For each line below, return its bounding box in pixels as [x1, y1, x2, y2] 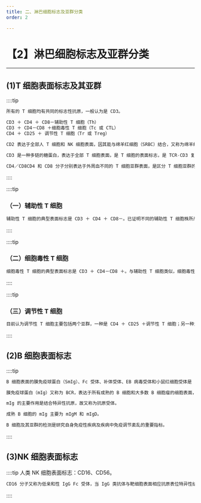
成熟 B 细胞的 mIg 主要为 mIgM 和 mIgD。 [6, 411, 102, 418]
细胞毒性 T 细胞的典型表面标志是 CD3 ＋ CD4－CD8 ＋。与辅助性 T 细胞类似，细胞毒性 [6, 268, 196, 274]
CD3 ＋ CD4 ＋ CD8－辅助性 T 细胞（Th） [6, 120, 99, 126]
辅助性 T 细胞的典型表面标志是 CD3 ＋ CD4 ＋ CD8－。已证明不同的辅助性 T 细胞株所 [6, 216, 193, 222]
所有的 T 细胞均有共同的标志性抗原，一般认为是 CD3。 [6, 109, 123, 115]
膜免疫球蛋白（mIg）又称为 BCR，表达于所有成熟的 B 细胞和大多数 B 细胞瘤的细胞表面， [6, 389, 197, 395]
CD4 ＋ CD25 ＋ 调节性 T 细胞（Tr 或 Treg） [6, 130, 110, 136]
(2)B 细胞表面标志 [6, 351, 72, 361]
